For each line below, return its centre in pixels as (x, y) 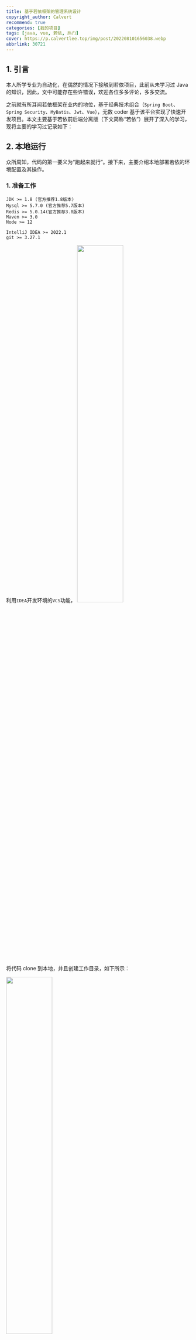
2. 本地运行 (26, 147)
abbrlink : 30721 (26, 45)
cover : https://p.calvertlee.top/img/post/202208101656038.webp (86, 39)
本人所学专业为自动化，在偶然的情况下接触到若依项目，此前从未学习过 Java (97, 84)
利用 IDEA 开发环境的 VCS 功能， (41, 600)
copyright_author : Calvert (39, 17)
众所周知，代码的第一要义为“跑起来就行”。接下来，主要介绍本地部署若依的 (96, 162)
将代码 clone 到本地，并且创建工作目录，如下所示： (68, 968)
